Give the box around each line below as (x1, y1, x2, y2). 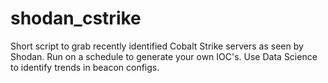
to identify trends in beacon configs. (10, 61, 160, 73)
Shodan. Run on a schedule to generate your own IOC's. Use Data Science (10, 50, 318, 62)
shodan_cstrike (10, 7, 142, 30)
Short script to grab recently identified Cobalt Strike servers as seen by (10, 40, 304, 52)
